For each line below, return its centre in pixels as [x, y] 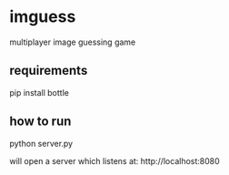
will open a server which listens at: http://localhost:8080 [114, 160]
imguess [43, 17]
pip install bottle [40, 92]
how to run [40, 122]
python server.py [41, 143]
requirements [49, 71]
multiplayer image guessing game [73, 42]
